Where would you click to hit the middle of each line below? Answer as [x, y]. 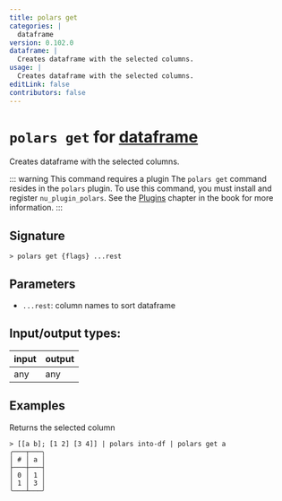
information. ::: [36, 208]
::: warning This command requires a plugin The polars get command [138, 179]
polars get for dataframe [104, 137]
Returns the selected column [62, 428]
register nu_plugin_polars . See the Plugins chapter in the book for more [141, 198]
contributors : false [48, 92]
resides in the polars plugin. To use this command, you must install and [141, 188]
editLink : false [39, 84]
